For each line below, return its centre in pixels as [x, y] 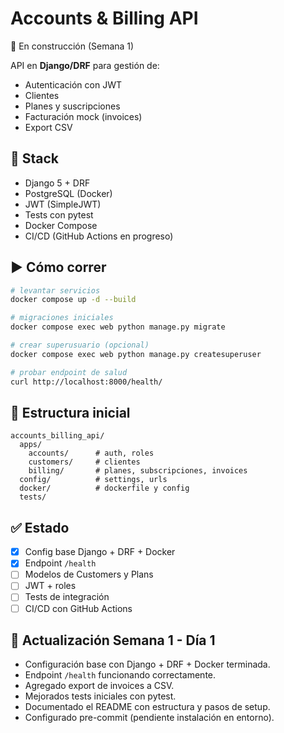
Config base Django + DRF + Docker [100, 552]
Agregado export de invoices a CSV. [99, 686]
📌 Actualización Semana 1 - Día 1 [113, 640]
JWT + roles [50, 586]
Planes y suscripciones [72, 106]
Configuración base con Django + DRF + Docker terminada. [147, 664]
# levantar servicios [55, 290]
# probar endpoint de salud [69, 372]
